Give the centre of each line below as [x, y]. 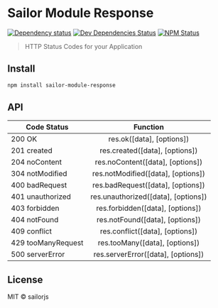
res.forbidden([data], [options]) [149, 209]
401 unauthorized [41, 197]
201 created [32, 150]
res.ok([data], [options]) [149, 139]
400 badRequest [39, 185]
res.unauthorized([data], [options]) [149, 197]
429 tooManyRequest [47, 243]
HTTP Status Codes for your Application [83, 46]
